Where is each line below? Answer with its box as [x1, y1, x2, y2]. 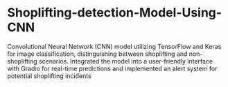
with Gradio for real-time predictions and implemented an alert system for [7, 64, 218, 72]
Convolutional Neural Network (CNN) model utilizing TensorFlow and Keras [7, 42, 222, 50]
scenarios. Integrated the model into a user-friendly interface [38, 57, 213, 65]
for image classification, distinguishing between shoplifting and [7, 50, 188, 58]
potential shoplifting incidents [7, 71, 91, 80]
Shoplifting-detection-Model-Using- [7, 5, 222, 21]
